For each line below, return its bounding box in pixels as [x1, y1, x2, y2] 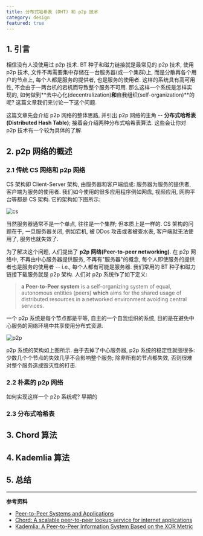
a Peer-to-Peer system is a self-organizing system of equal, [21, 282, 172, 290]
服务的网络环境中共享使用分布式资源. [11, 322, 104, 329]
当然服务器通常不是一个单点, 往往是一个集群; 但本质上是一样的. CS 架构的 [6, 220, 188, 227]
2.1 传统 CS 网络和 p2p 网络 [6, 165, 86, 174]
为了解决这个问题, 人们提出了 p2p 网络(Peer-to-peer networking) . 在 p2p [6, 248, 190, 255]
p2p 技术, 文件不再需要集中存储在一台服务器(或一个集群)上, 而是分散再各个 [6, 69, 192, 76]
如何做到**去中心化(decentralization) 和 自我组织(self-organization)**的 [19, 91, 195, 98]
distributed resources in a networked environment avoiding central [21, 295, 187, 302]
